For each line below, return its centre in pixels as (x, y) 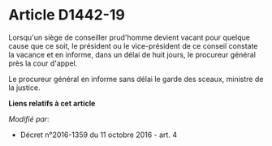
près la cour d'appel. (43, 63)
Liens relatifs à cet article (52, 103)
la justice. (24, 88)
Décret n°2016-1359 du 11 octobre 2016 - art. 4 (98, 135)
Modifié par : (29, 118)
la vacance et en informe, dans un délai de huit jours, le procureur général (132, 54)
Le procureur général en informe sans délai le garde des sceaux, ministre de (136, 79)
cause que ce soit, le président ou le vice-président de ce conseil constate (133, 45)
